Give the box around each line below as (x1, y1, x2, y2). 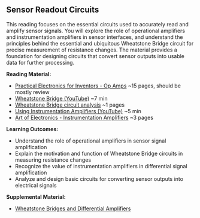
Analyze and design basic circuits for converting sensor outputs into (14, 175, 184, 182)
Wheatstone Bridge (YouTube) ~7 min (14, 95, 108, 102)
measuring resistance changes (14, 156, 92, 163)
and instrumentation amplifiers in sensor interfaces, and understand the (6, 33, 183, 41)
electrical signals (14, 181, 57, 189)
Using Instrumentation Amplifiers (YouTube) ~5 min (14, 107, 142, 114)
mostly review (14, 88, 50, 95)
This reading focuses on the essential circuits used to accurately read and (6, 20, 189, 28)
